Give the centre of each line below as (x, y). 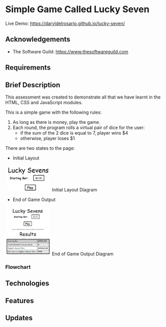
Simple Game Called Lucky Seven (77, 9)
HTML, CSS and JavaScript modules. (44, 102)
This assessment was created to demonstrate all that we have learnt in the (83, 97)
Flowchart (18, 267)
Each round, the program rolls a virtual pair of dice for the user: (79, 127)
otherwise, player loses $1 (47, 138)
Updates (19, 318)
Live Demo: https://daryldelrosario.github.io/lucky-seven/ (65, 23)
